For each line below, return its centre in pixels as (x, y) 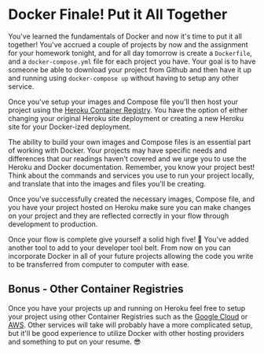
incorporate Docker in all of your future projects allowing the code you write (131, 256)
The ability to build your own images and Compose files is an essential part (130, 142)
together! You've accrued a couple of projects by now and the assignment (128, 44)
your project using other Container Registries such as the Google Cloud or (128, 316)
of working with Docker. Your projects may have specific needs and (117, 150)
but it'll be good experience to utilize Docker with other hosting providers (126, 333)
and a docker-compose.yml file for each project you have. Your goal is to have (132, 61)
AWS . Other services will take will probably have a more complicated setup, (130, 325)
